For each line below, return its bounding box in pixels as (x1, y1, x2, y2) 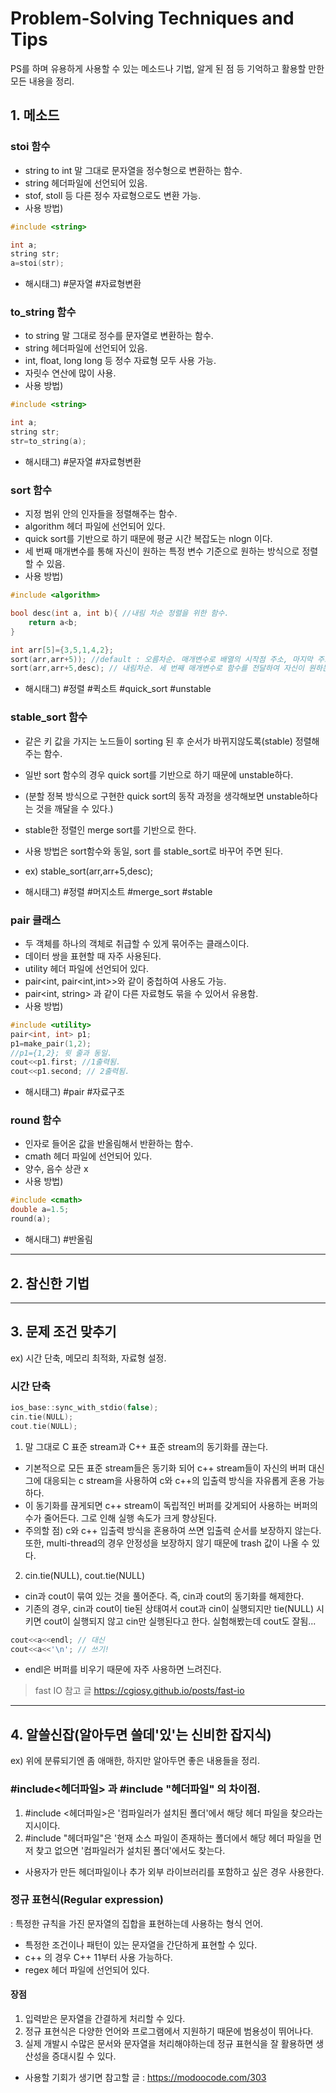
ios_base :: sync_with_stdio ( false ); (10, 1403, 159, 1413)
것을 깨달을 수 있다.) (35, 802, 114, 814)
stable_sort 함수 (10, 710, 88, 724)
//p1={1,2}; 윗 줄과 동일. (10, 1048, 113, 1058)
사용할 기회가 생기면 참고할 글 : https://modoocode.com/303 (24, 2072, 267, 2084)
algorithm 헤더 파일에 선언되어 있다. (24, 520, 166, 532)
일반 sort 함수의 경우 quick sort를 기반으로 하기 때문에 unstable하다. (24, 768, 294, 781)
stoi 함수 (10, 140, 51, 154)
